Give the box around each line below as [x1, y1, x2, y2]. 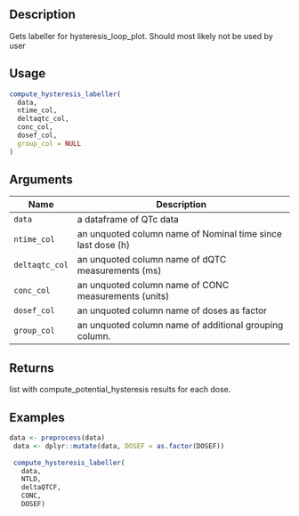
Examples [9, 409, 65, 425]
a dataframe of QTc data [77, 214, 180, 226]
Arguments [9, 173, 74, 188]
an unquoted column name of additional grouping [77, 319, 284, 332]
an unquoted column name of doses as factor [77, 304, 268, 317]
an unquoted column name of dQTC [77, 254, 227, 266]
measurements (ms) [77, 264, 162, 277]
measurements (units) [77, 290, 170, 302]
